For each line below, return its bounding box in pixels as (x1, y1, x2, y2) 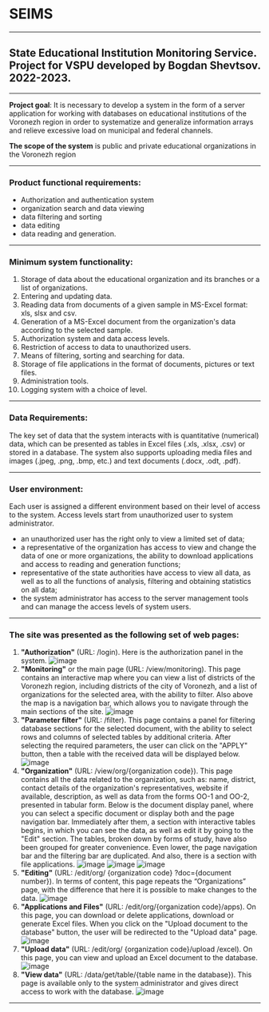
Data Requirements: (9, 412, 89, 423)
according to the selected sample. (20, 325, 133, 335)
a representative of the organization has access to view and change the (20, 542, 257, 552)
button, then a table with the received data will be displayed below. (20, 749, 240, 759)
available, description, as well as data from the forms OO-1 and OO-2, (20, 792, 250, 801)
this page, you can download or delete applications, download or (20, 911, 235, 920)
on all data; (20, 585, 58, 594)
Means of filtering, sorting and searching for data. (20, 351, 185, 360)
